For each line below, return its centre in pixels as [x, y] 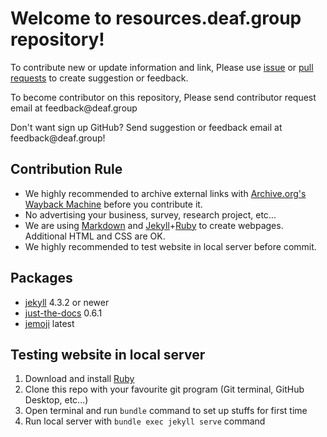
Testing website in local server [108, 354]
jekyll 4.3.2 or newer [67, 302]
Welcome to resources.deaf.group [156, 18]
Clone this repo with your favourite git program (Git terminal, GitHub [164, 389]
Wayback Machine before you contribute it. [113, 204]
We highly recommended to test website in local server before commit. [170, 246]
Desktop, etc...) [56, 400]
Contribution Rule [66, 169]
